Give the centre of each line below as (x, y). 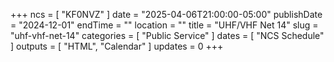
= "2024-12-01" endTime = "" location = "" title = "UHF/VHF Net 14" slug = (164, 25)
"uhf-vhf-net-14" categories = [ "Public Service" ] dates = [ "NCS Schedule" (167, 35)
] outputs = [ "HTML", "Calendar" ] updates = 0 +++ (117, 46)
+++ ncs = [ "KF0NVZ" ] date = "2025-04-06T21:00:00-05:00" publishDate (166, 14)
